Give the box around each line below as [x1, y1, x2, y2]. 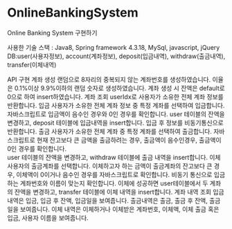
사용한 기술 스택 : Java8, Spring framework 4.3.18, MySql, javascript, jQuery [7, 43, 220, 51]
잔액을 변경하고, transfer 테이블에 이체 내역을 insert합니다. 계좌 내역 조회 [14, 187, 212, 196]
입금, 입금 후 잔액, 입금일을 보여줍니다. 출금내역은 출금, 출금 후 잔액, [25, 196, 208, 205]
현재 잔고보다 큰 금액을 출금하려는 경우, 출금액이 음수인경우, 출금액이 [37, 136, 222, 144]
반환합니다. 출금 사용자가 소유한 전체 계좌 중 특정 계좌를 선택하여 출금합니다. [7, 127, 213, 136]
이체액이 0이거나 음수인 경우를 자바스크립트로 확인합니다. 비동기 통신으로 [16, 170, 213, 178]
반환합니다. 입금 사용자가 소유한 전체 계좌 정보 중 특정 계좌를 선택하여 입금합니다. [7, 101, 225, 109]
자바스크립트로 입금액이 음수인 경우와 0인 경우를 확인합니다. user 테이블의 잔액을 [7, 109, 225, 118]
